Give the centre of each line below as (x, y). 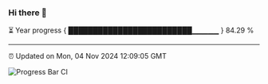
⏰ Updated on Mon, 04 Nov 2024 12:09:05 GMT (88, 56)
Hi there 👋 (28, 13)
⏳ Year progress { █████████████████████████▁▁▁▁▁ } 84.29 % (131, 30)
